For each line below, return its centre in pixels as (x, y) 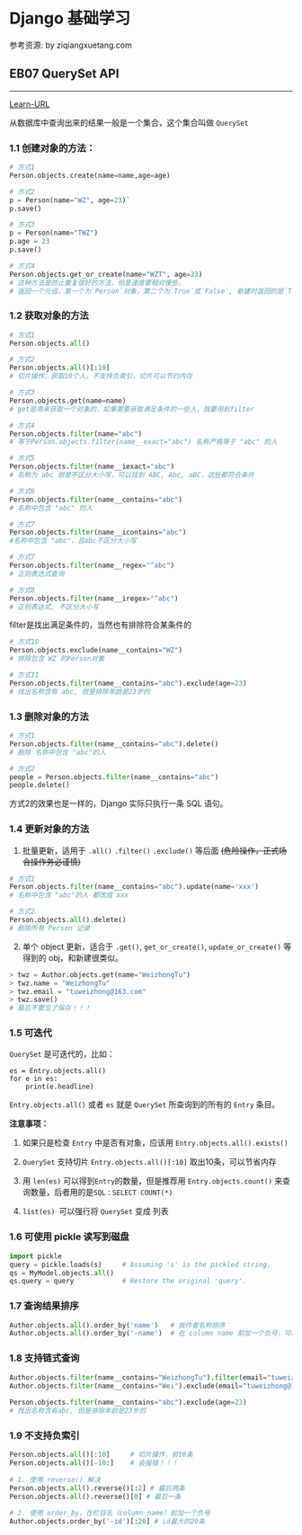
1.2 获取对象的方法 (49, 315)
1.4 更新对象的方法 (49, 830)
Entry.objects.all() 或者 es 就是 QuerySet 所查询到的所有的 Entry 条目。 (145, 1105)
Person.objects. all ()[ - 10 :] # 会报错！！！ (94, 1463)
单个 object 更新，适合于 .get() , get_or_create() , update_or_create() (151, 946)
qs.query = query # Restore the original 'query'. (128, 1282)
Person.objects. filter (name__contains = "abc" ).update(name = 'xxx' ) (134, 887)
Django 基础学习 (70, 18)
